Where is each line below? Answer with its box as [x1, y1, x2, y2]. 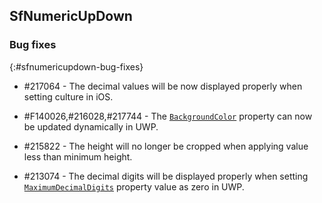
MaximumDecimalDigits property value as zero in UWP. [23, 180, 245, 193]
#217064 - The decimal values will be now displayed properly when [23, 80, 303, 92]
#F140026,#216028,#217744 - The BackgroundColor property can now [23, 110, 313, 122]
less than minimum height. [23, 150, 133, 163]
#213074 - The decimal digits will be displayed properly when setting [23, 170, 309, 182]
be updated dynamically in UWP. [23, 120, 159, 133]
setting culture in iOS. [23, 90, 114, 103]
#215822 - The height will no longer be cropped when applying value [23, 140, 309, 152]
